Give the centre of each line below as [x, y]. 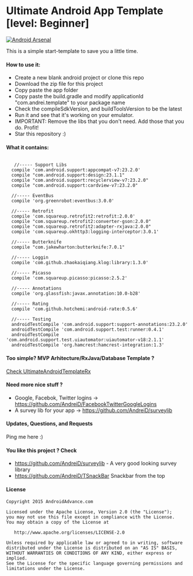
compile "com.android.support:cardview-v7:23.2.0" [75, 186]
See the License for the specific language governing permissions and [94, 564]
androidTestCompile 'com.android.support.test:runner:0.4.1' [88, 330]
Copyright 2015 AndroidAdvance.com [50, 502]
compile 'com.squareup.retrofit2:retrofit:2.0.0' [73, 217]
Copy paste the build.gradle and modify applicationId [79, 96]
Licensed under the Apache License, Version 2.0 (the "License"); [89, 512]
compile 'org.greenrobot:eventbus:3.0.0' [63, 201]
